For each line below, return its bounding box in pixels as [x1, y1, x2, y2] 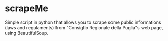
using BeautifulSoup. [5, 30, 49, 36]
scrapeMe [5, 3, 49, 14]
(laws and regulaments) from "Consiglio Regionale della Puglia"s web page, [5, 24, 163, 30]
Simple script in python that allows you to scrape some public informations [5, 19, 161, 25]
